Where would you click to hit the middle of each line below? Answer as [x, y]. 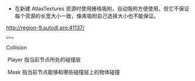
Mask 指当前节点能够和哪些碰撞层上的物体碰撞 [64, 72]
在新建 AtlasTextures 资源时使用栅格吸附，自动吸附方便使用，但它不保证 [102, 9]
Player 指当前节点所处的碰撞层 [44, 60]
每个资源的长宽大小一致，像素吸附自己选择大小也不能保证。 [87, 16]
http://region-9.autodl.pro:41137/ [46, 28]
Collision [17, 48]
